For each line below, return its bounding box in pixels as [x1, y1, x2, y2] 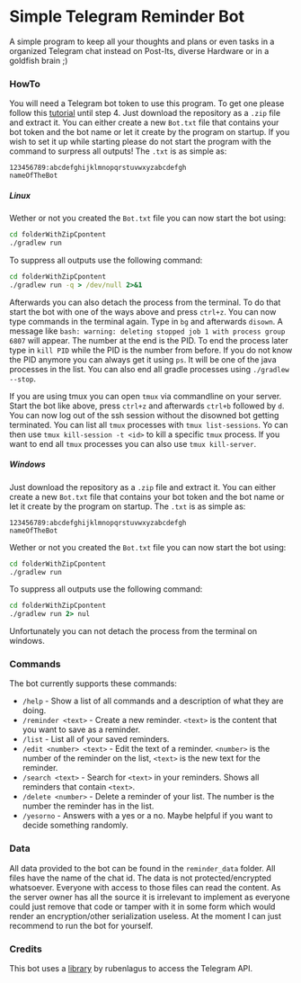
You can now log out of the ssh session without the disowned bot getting [9, 409, 279, 420]
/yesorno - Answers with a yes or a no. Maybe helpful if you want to [22, 810, 274, 821]
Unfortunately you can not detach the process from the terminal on [9, 626, 258, 637]
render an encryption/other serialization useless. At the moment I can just [9, 910, 281, 921]
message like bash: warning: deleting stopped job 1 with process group [9, 326, 286, 336]
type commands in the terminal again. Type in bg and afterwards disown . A [9, 316, 283, 326]
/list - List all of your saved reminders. [22, 734, 170, 745]
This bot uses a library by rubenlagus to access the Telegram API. [9, 963, 253, 974]
